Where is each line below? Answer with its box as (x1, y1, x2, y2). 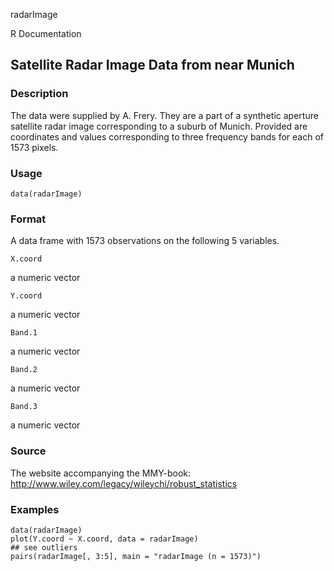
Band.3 (10, 402, 38, 412)
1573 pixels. (10, 141, 59, 153)
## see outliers (10, 542, 78, 553)
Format (10, 212, 47, 226)
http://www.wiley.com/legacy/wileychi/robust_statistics (10, 477, 238, 489)
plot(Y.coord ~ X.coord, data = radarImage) (10, 534, 199, 544)
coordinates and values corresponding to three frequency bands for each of (10, 130, 324, 143)
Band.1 (10, 328, 38, 338)
